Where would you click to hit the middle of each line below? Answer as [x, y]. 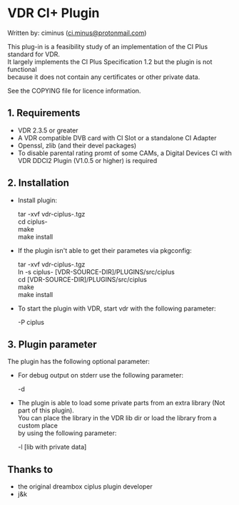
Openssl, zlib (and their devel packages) [77, 145]
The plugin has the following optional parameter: [78, 362]
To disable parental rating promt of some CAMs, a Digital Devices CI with [124, 153]
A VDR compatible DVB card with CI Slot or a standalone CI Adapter [117, 137]
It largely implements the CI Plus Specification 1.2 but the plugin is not [110, 61]
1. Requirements [44, 113]
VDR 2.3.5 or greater [48, 130]
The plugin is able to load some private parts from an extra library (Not [121, 403]
